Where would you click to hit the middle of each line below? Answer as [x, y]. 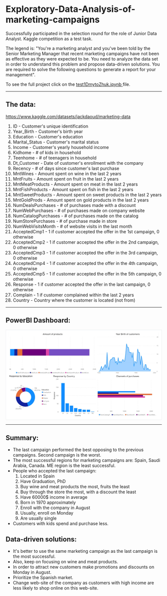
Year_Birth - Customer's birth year [48, 131]
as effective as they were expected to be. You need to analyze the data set [82, 59]
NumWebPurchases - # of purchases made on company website [79, 210]
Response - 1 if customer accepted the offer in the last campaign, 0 [82, 284]
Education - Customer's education [48, 136]
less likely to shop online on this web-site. [56, 588]
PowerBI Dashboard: [38, 320]
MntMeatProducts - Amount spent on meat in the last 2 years [75, 184]
